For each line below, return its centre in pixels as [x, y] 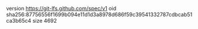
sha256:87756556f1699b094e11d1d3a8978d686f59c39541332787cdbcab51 [99, 14]
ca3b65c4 [19, 21]
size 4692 [45, 21]
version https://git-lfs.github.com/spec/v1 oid [61, 8]
